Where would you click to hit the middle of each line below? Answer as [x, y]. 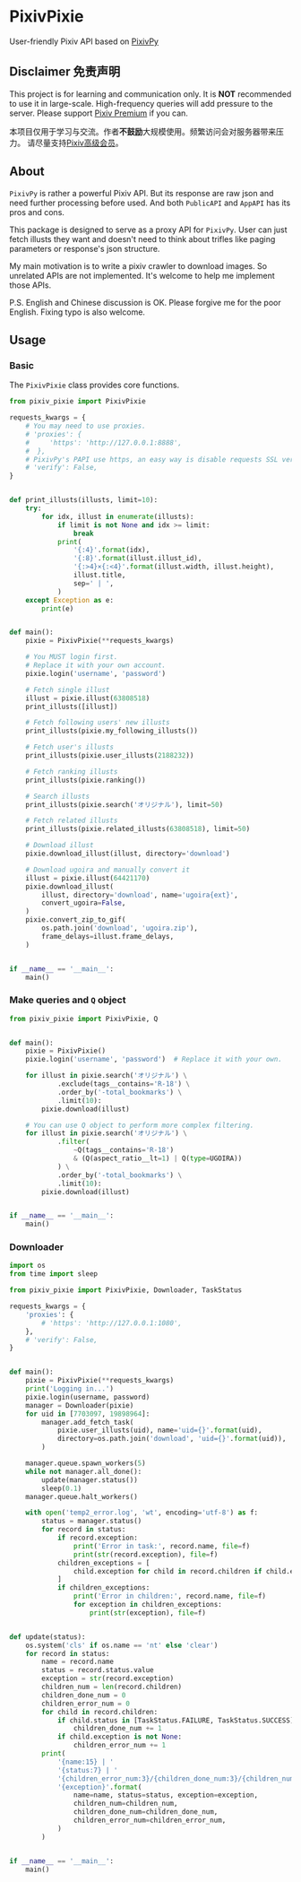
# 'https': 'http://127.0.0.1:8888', [103, 442]
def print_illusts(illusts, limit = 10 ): [84, 500]
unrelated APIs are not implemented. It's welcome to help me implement [142, 275]
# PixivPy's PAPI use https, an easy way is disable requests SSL [152, 459]
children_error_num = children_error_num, [150, 1821]
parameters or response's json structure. [85, 248]
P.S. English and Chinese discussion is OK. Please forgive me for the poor [145, 302]
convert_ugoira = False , [84, 903]
